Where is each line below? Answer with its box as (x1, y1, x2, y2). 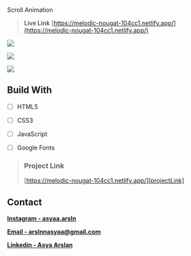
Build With (7, 85, 53, 96)
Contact (7, 196, 42, 208)
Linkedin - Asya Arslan (7, 241, 73, 249)
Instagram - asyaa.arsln (7, 214, 76, 223)
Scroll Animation (7, 6, 53, 14)
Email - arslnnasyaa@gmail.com (7, 228, 101, 236)
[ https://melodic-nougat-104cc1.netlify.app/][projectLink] (23, 177, 185, 185)
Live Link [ (23, 19, 54, 27)
